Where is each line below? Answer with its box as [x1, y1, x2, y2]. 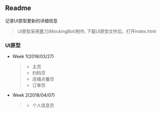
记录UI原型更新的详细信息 [5, 17, 58, 24]
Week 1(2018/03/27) [12, 54, 54, 59]
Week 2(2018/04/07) [12, 92, 55, 98]
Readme [5, 4, 31, 12]
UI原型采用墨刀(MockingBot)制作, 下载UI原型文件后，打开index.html [17, 28, 157, 34]
